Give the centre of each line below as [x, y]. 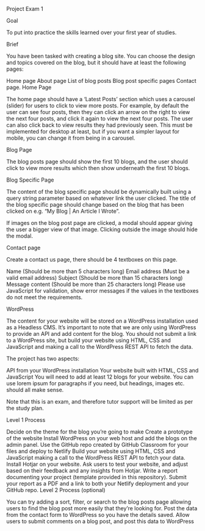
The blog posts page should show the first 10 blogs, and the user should [97, 162]
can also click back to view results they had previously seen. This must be [99, 125]
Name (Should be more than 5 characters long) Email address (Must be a [98, 271]
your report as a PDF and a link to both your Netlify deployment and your [98, 483]
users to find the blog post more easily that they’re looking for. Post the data [102, 508]
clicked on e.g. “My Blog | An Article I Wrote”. [63, 211]
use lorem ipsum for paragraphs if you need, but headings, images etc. [95, 383]
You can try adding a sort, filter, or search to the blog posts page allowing [99, 502]
